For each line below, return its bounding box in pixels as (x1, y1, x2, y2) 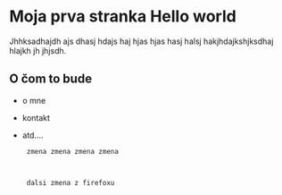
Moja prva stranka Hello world (9, 6, 236, 27)
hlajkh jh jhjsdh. (9, 45, 67, 55)
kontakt (21, 112, 51, 123)
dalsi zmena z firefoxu (26, 178, 115, 187)
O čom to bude (9, 72, 92, 87)
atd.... (21, 130, 44, 140)
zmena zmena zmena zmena (26, 147, 119, 156)
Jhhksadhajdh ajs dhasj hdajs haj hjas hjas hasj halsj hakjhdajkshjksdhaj (9, 36, 274, 47)
